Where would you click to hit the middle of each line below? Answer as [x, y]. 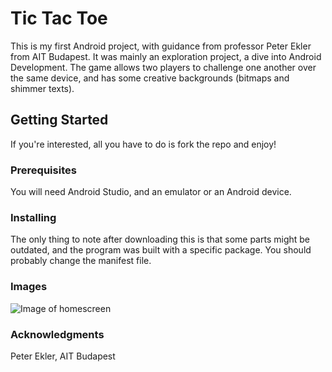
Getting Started [59, 120]
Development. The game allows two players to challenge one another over [163, 67]
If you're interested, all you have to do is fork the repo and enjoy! [143, 144]
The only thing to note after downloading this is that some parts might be [160, 239]
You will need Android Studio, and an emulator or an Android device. [151, 192]
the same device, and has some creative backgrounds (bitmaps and [150, 78]
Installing [33, 217]
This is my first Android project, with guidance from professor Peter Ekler [161, 46]
